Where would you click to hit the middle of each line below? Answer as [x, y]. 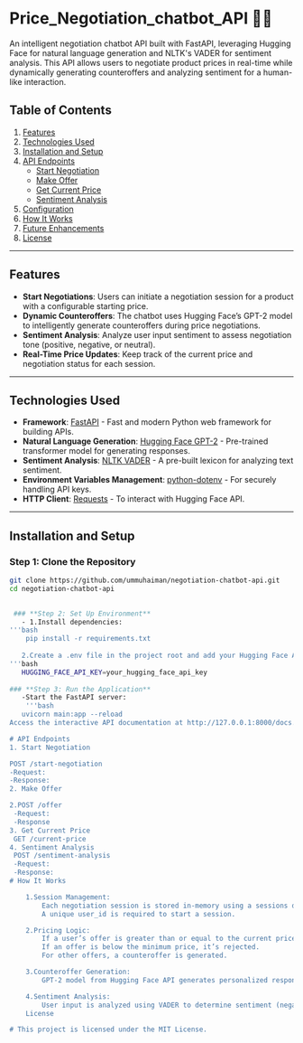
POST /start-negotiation [56, 764]
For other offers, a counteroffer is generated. [135, 956]
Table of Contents [61, 111]
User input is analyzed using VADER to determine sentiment [157, 1005]
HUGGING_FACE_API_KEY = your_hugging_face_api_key [114, 672]
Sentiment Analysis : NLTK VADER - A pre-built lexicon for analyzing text [158, 461]
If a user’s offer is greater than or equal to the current [157, 939]
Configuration [48, 209]
